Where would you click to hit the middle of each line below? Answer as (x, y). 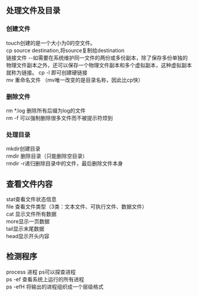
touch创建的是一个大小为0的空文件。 (51, 43)
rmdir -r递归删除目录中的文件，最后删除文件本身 (65, 164)
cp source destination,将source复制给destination (65, 50)
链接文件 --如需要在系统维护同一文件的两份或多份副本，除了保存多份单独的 (97, 57)
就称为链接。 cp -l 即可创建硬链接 (47, 72)
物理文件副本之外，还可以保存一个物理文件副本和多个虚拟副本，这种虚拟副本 (99, 65)
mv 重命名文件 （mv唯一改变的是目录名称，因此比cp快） (75, 80)
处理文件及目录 (33, 11)
